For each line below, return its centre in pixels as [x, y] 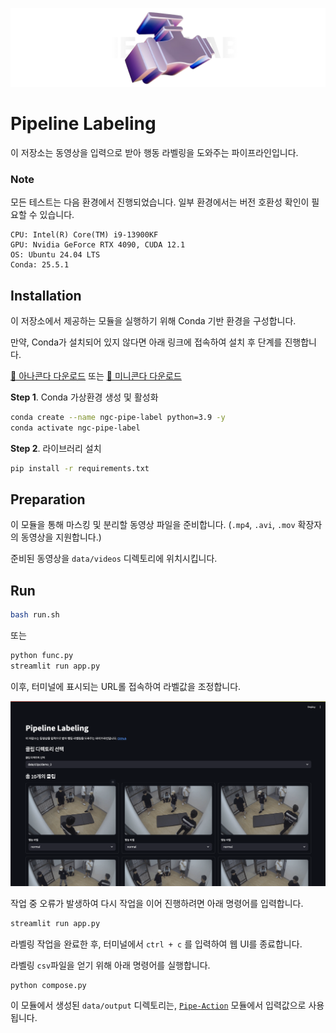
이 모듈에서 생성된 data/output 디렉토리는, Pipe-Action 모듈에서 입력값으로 [158, 1005]
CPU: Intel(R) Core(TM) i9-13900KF [84, 235]
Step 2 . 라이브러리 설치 [56, 448]
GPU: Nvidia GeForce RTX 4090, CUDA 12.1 [98, 245]
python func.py [42, 656]
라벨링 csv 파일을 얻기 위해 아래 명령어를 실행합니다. [110, 965]
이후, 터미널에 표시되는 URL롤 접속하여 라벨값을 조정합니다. [126, 686]
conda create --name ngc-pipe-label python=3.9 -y [118, 418]
